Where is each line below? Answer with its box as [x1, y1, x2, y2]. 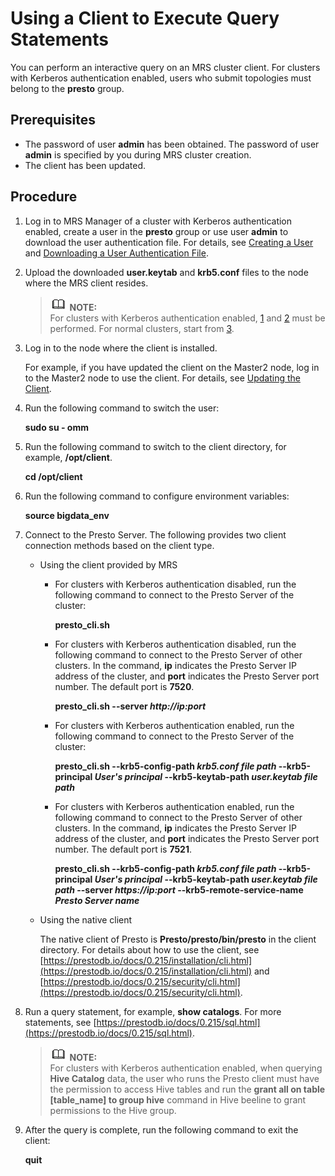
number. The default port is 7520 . [54, 680, 195, 692]
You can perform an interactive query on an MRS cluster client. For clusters [10, 61, 321, 73]
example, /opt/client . [24, 451, 113, 463]
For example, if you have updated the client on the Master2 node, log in [24, 361, 320, 373]
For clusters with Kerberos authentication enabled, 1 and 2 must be [49, 312, 326, 324]
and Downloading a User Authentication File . [24, 247, 209, 259]
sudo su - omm [24, 421, 89, 433]
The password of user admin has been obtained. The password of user [24, 138, 320, 150]
